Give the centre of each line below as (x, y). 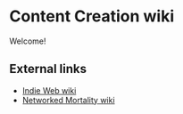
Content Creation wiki (92, 16)
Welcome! (28, 41)
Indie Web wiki (49, 90)
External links (48, 69)
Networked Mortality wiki (68, 100)
